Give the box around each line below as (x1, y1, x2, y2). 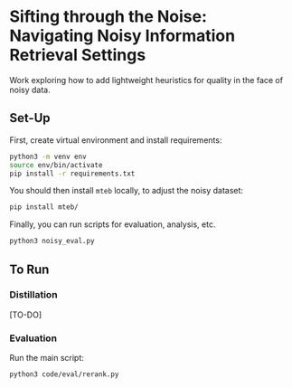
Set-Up (9, 110, 52, 126)
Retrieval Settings (9, 45, 146, 65)
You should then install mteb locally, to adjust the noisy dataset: (9, 185, 244, 196)
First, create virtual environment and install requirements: (9, 134, 222, 146)
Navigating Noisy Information (9, 25, 236, 46)
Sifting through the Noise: (9, 6, 208, 27)
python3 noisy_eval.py (9, 237, 95, 246)
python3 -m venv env (9, 152, 88, 161)
